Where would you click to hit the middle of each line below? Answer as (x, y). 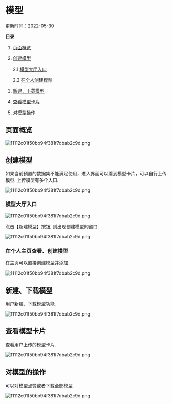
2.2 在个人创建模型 (33, 80)
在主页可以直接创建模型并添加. (38, 263)
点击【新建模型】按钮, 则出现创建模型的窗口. (52, 226)
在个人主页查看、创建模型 (37, 251)
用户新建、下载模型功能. (31, 304)
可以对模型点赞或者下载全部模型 (39, 385)
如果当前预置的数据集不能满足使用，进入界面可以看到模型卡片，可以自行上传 (86, 173)
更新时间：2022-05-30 (30, 26)
